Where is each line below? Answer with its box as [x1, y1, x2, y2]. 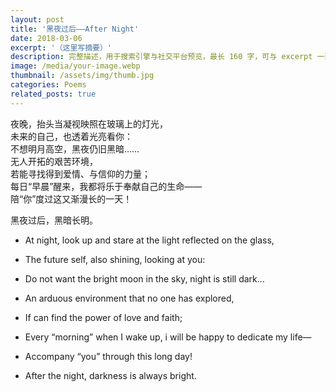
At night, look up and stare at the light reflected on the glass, [24, 234, 275, 246]
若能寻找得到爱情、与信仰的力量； [10, 167, 151, 180]
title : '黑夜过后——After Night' [10, 24, 140, 34]
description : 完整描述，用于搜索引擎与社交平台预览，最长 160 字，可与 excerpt [10, 52, 313, 62]
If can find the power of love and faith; [24, 311, 183, 323]
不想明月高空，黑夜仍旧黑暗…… [10, 142, 140, 155]
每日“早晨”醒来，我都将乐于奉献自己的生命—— [10, 180, 203, 192]
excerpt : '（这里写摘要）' [10, 42, 113, 53]
